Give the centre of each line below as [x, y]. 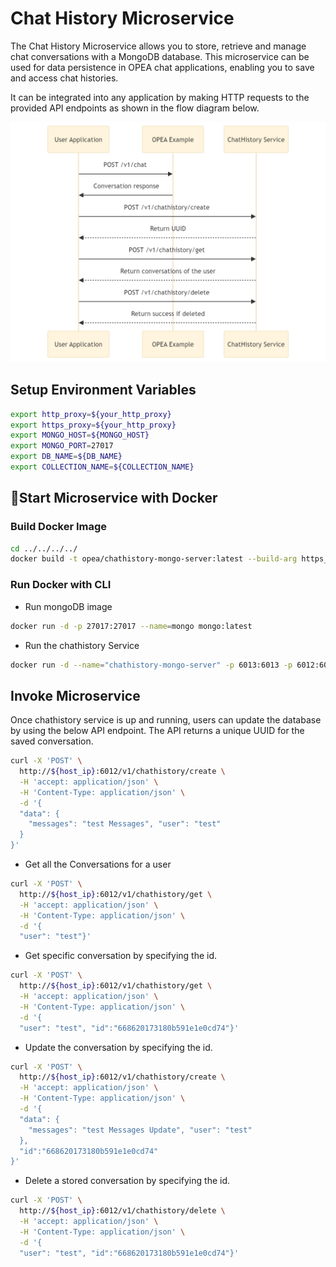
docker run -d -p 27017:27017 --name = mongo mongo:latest [131, 626]
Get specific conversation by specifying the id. [121, 956]
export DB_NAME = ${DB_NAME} [66, 457]
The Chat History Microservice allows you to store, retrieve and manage [158, 46]
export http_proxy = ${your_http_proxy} [91, 414]
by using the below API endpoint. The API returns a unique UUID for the [157, 731]
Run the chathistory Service [82, 645]
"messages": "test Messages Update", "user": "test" [140, 1130]
